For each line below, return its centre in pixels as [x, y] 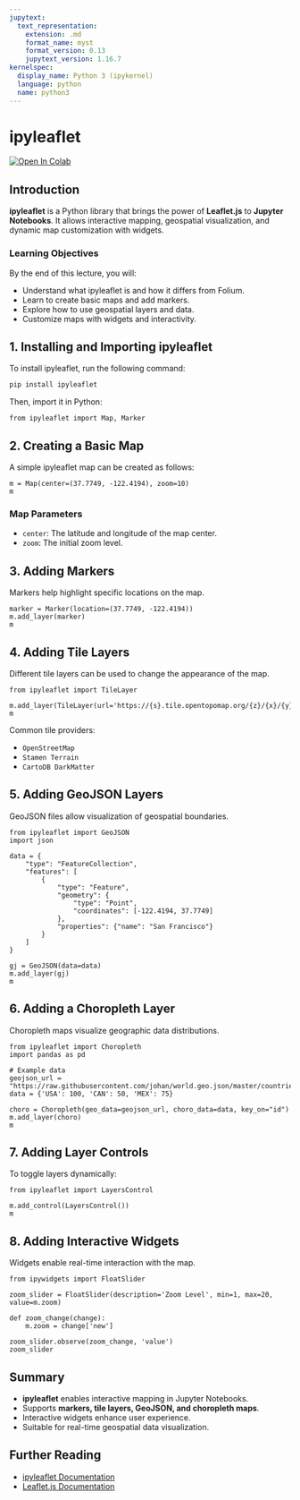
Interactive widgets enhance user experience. [106, 1418]
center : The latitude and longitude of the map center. [119, 533]
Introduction [45, 189]
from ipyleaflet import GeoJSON [69, 832]
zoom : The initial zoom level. [72, 543]
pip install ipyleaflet [54, 385]
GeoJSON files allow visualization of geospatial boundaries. [119, 816]
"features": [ [51, 872]
